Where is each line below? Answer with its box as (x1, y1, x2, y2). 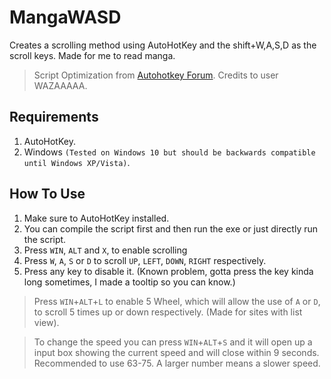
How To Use (9, 186, 86, 203)
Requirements (9, 109, 99, 126)
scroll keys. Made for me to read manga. (9, 49, 176, 61)
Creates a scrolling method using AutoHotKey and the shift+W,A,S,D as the (9, 39, 317, 51)
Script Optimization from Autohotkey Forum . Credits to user (33, 69, 279, 81)
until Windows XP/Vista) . (23, 156, 131, 168)
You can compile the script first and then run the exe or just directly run (23, 222, 319, 235)
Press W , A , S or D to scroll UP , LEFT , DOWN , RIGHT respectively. (23, 254, 267, 266)
